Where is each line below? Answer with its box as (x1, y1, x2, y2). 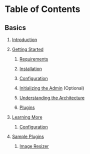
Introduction (11, 36, 37, 42)
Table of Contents (4, 3, 80, 15)
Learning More (11, 114, 43, 120)
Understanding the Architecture (19, 95, 85, 100)
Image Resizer (19, 143, 49, 149)
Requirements (19, 56, 48, 62)
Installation (19, 66, 42, 71)
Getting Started (11, 46, 43, 52)
